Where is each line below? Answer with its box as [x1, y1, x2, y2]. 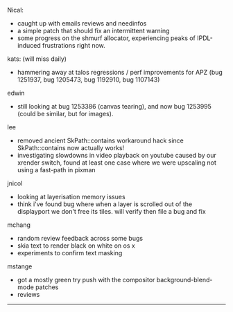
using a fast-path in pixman [17, 166, 96, 174]
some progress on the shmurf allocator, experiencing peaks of [17, 34, 196, 42]
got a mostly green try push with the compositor [17, 276, 155, 284]
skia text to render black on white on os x [17, 241, 135, 250]
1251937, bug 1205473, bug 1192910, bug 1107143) [17, 75, 160, 84]
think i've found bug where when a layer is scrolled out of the [17, 200, 193, 208]
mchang [7, 221, 31, 229]
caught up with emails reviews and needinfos [17, 19, 147, 27]
